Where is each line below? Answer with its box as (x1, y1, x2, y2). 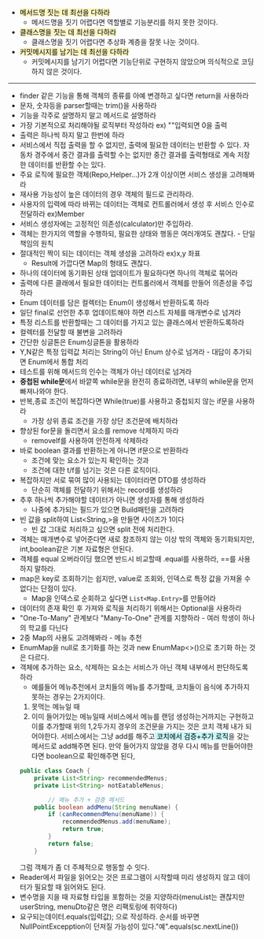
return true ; (61, 825, 104, 833)
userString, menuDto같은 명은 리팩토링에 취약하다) (19, 902, 178, 911)
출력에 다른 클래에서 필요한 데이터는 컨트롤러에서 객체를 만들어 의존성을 (19, 278, 238, 287)
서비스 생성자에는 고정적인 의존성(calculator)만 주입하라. (19, 219, 194, 228)
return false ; (48, 840, 94, 848)
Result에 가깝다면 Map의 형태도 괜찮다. (31, 259, 152, 267)
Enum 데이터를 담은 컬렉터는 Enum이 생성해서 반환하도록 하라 (19, 298, 210, 307)
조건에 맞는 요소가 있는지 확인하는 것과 (31, 456, 149, 464)
